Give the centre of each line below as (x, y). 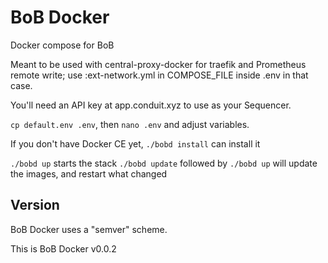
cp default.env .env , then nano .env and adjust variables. (130, 124)
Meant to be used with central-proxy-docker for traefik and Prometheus (158, 64)
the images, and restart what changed (89, 173)
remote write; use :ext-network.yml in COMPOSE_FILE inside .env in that (159, 75)
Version (35, 205)
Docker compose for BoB (62, 45)
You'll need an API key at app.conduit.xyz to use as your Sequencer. (151, 105)
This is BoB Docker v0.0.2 (63, 248)
